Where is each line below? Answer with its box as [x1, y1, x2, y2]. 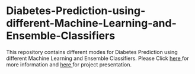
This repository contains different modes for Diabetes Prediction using [6, 48, 178, 55]
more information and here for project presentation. [6, 60, 132, 68]
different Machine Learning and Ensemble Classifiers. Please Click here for [6, 55, 189, 62]
